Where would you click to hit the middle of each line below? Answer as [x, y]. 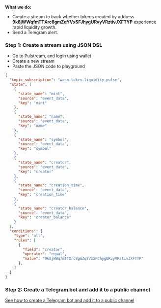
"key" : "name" [33, 126]
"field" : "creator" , [44, 249]
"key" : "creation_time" [42, 195]
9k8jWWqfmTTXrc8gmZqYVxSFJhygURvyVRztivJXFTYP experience [84, 22]
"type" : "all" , [29, 236]
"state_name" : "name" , [41, 117]
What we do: [18, 7]
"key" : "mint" [33, 103]
